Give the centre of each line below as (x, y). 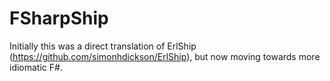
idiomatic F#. (36, 67)
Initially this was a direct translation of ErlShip (103, 46)
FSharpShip (59, 18)
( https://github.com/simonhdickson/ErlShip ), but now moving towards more (165, 56)
